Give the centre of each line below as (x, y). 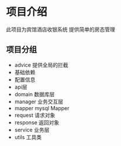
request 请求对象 (35, 115)
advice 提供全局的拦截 (41, 64)
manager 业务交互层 (39, 101)
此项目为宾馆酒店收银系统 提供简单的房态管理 (61, 29)
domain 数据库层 (34, 94)
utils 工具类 (28, 137)
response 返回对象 (37, 122)
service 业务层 (32, 130)
